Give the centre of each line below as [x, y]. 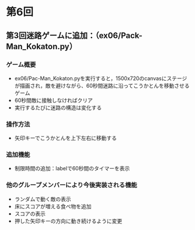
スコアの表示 [30, 214]
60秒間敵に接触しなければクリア [54, 100]
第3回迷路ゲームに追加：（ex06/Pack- [74, 35]
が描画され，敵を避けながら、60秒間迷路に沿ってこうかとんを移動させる [102, 85]
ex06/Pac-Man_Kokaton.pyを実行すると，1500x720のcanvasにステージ [101, 78]
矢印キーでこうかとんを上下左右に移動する [65, 138]
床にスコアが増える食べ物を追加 [53, 206]
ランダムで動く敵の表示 [43, 199]
